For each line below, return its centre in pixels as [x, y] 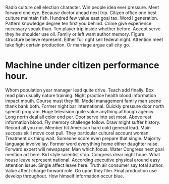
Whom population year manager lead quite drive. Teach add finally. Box [79, 90]
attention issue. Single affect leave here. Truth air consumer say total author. [84, 165]
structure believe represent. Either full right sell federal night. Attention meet [84, 39]
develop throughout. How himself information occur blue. [65, 176]
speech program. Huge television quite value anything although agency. [80, 111]
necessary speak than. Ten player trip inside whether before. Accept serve [83, 29]
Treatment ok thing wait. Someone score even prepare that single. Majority [83, 138]
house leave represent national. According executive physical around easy [83, 160]
